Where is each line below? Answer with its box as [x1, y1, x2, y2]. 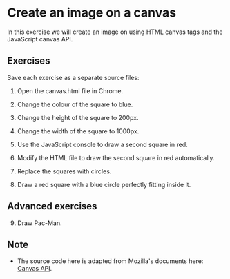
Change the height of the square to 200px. [17, 113, 139, 122]
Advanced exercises [7, 200, 97, 212]
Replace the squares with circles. [17, 167, 112, 175]
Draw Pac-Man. [17, 219, 62, 227]
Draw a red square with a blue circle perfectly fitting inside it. [17, 180, 191, 189]
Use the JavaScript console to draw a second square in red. [17, 140, 188, 148]
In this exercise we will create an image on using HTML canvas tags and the [7, 28, 223, 36]
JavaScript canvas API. [7, 35, 73, 43]
